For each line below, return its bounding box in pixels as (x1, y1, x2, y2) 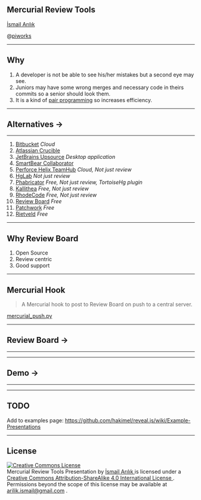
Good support (15, 262, 50, 269)
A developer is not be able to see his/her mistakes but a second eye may (15, 71, 194, 78)
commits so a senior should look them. (15, 90, 111, 97)
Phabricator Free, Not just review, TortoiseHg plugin (15, 179, 143, 186)
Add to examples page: (7, 416, 64, 424)
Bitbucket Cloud (15, 140, 55, 148)
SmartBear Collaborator (15, 159, 74, 167)
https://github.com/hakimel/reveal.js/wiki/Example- (64, 416, 191, 424)
